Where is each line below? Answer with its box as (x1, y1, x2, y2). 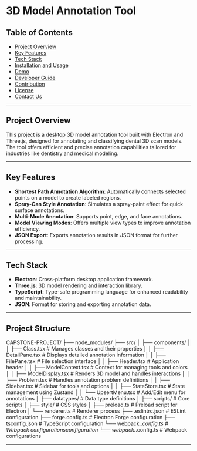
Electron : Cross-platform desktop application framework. (14, 276, 154, 283)
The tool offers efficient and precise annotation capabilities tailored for (6, 143, 177, 150)
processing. (14, 238, 44, 245)
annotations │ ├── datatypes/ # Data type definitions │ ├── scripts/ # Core (6, 395, 190, 402)
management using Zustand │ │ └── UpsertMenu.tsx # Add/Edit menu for (6, 389, 186, 396)
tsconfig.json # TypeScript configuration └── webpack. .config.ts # (6, 420, 168, 427)
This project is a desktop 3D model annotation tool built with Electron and (6, 131, 184, 138)
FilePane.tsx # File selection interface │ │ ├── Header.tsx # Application (6, 358, 179, 365)
